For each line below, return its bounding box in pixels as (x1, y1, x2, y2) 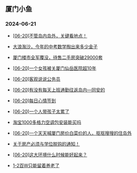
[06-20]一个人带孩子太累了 (12, 108, 70, 114)
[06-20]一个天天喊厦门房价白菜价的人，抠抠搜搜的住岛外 (12, 130, 132, 136)
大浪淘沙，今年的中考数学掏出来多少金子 (12, 43, 98, 49)
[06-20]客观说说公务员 (12, 76, 61, 82)
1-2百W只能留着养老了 (12, 162, 60, 168)
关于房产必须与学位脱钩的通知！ (12, 140, 80, 147)
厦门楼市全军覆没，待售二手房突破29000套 (12, 54, 103, 60)
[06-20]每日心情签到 (12, 97, 56, 103)
